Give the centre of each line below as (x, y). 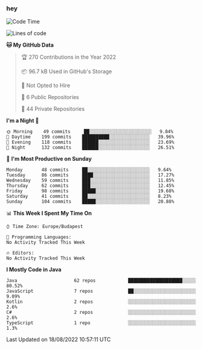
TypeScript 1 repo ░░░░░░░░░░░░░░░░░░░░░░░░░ (101, 323)
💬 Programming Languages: (39, 237)
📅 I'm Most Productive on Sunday (49, 159)
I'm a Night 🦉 (23, 121)
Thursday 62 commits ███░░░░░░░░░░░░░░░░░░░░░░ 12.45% (90, 186)
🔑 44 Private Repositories (53, 109)
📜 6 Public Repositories (50, 97)
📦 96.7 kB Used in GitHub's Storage (67, 71)
